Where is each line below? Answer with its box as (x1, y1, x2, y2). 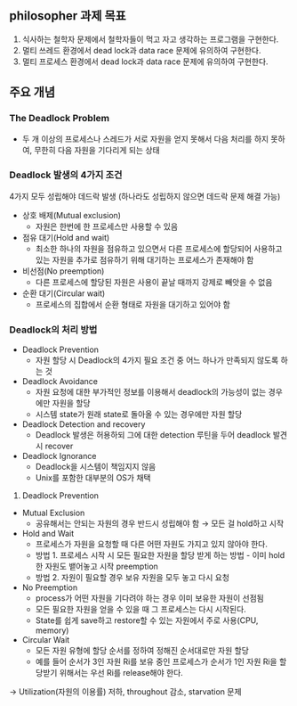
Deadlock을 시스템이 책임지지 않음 (35, 462, 157, 472)
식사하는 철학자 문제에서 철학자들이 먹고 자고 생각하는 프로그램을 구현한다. (21, 34, 279, 45)
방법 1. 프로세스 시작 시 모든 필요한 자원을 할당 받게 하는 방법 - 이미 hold (35, 550, 285, 561)
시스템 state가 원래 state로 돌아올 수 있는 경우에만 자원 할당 (35, 409, 243, 420)
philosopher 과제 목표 (9, 8, 126, 24)
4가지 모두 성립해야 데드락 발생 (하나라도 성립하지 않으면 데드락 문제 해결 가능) (9, 191, 281, 201)
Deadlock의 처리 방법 (9, 324, 98, 336)
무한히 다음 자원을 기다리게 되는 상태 (34, 144, 160, 155)
